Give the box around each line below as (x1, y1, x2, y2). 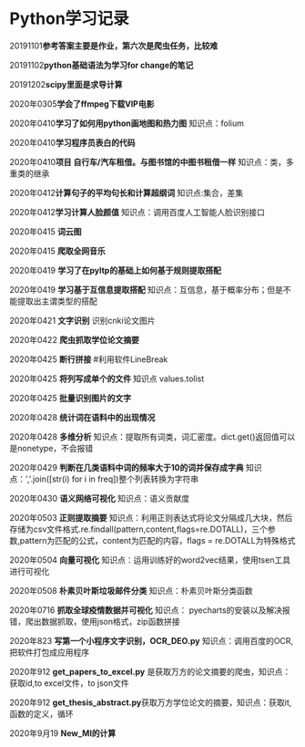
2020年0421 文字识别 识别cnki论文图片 (9, 315, 157, 326)
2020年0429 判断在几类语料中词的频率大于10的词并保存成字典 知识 (9, 462, 262, 472)
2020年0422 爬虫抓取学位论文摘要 (9, 334, 139, 345)
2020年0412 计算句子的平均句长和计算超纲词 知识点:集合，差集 (9, 187, 244, 198)
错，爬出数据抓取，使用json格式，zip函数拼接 (9, 616, 180, 627)
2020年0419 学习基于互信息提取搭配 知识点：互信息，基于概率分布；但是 (9, 284, 284, 295)
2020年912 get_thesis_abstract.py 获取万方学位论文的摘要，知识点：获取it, (9, 697, 292, 708)
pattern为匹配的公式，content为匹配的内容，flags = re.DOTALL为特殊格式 (19, 534, 296, 545)
